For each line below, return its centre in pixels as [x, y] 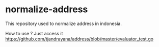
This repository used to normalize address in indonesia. [64, 24]
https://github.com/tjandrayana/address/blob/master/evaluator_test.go [79, 39]
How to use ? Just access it [34, 33]
